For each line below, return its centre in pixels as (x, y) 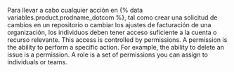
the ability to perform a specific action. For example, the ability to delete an (116, 47)
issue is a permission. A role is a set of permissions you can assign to (108, 55)
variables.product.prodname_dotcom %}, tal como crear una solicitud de (112, 17)
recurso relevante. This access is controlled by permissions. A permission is (117, 40)
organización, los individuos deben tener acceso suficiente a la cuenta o (112, 32)
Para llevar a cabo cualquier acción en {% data (75, 10)
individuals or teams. (38, 62)
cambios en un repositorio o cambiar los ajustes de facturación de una (109, 25)
